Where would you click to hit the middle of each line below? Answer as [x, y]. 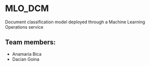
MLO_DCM [27, 8]
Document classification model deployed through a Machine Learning [75, 22]
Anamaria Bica [27, 54]
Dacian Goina [26, 59]
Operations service [24, 27]
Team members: [31, 42]
